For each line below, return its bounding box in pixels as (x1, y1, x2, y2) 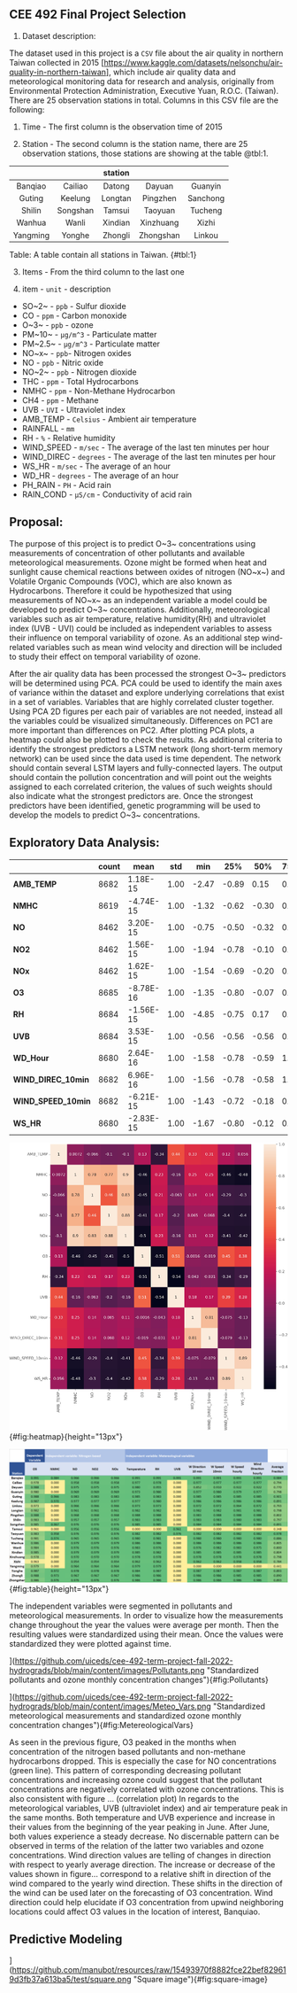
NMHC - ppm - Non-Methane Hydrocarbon (21, 385, 176, 397)
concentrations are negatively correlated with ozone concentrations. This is (9, 1784, 285, 1795)
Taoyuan (143, 206, 175, 216)
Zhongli (103, 229, 131, 240)
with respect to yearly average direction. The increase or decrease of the (9, 1859, 276, 1870)
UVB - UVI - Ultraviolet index (21, 405, 126, 415)
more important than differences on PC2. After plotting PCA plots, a (9, 725, 255, 735)
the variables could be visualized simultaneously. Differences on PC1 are (9, 715, 273, 725)
